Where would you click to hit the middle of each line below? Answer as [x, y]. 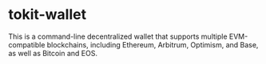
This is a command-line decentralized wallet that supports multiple [118, 36]
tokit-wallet [47, 15]
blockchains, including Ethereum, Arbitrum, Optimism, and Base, [153, 44]
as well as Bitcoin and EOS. [53, 53]
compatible [27, 44]
